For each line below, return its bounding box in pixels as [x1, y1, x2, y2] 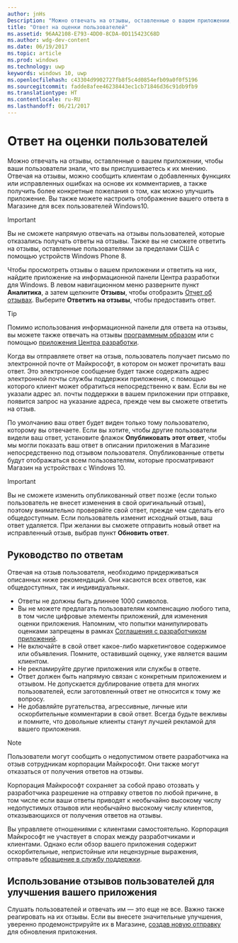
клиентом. [17, 657, 50, 665]
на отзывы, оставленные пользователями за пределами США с [7, 244, 200, 252]
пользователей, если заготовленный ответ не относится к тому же [17, 687, 221, 695]
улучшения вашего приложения [7, 886, 157, 898]
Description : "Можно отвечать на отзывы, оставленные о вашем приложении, [7, 17, 233, 24]
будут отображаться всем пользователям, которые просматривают [7, 456, 215, 464]
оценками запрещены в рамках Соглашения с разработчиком [17, 626, 207, 635]
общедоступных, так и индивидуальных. [7, 582, 130, 592]
